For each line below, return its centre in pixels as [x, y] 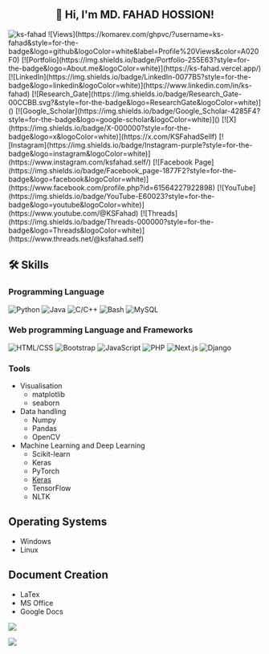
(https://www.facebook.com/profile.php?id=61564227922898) [112, 187]
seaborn [46, 403]
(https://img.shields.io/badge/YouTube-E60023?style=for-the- [112, 196]
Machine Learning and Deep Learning [83, 445]
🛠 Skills [29, 265]
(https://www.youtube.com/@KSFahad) [73, 213]
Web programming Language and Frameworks [101, 330]
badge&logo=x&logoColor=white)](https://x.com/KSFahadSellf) [113, 136]
